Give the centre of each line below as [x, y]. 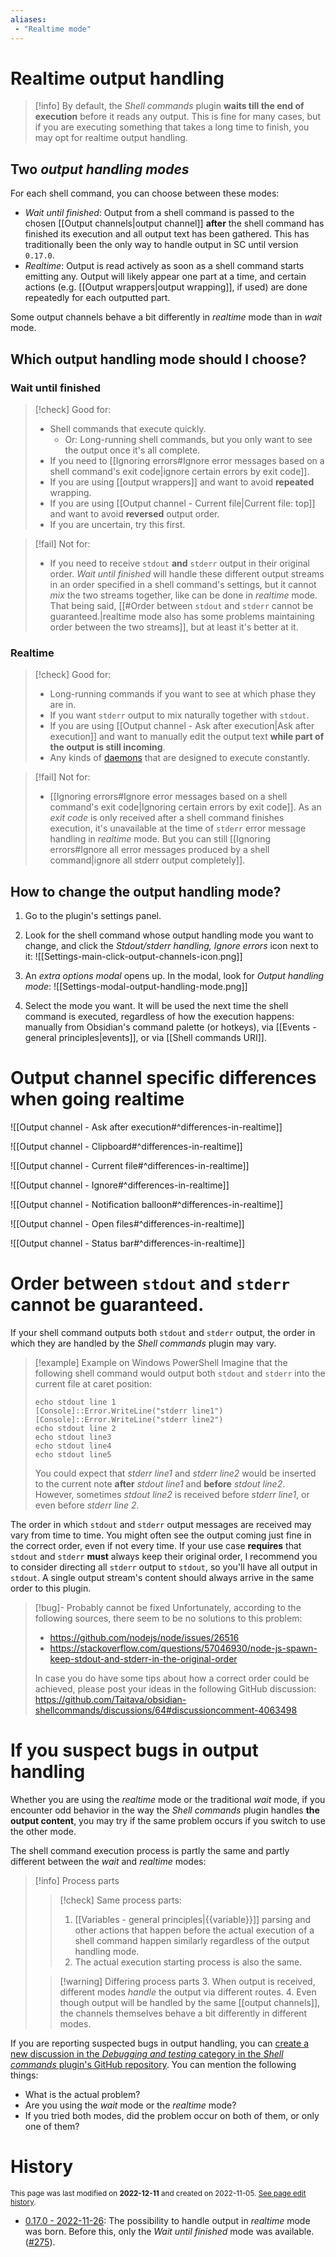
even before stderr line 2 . [87, 1505]
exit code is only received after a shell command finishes [167, 818]
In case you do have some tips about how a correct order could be [172, 1678]
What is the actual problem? [82, 2094]
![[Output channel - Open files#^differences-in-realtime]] [127, 1223]
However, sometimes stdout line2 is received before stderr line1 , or [172, 1494]
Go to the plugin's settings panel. [93, 916]
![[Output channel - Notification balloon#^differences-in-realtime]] [146, 1204]
